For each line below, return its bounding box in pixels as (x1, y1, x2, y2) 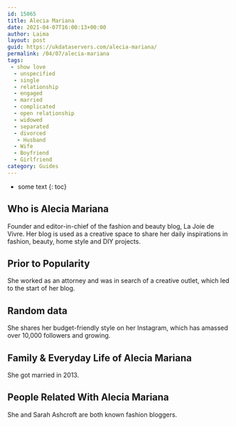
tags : (7, 57, 23, 64)
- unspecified (14, 70, 55, 77)
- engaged (14, 90, 43, 97)
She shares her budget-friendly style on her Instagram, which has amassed (7, 323, 229, 332)
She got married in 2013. (7, 371, 80, 379)
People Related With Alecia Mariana (7, 391, 169, 403)
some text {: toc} (17, 182, 68, 191)
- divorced (14, 130, 46, 137)
